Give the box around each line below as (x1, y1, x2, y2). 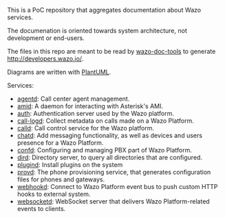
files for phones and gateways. (17, 175, 105, 184)
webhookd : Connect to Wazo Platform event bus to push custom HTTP (17, 183, 218, 190)
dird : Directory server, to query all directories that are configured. (17, 153, 203, 161)
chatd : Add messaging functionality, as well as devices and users (17, 131, 203, 139)
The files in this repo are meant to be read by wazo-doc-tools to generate (7, 48, 216, 55)
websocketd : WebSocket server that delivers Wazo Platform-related (17, 197, 210, 206)
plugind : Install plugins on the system (17, 161, 123, 168)
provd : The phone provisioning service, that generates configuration (17, 168, 211, 176)
